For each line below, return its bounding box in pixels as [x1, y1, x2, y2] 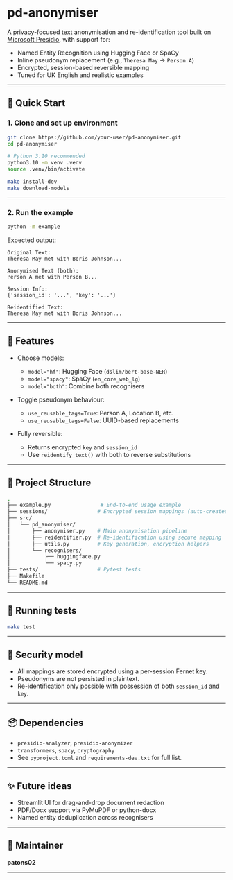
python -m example [7, 223, 60, 230]
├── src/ [7, 515, 33, 521]
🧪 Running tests [7, 605, 77, 616]
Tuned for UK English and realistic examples [17, 71, 144, 79]
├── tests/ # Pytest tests [7, 567, 141, 573]
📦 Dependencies [7, 716, 84, 729]
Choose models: [17, 354, 64, 362]
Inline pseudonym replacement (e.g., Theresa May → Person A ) [17, 55, 194, 64]
